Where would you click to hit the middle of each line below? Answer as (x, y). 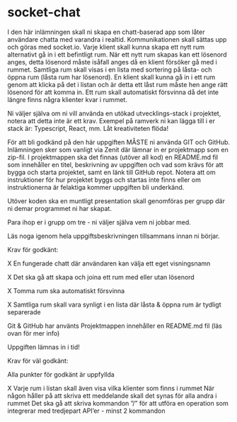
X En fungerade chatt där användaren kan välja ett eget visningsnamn (109, 263)
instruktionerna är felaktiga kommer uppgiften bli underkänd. (96, 187)
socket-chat (44, 12)
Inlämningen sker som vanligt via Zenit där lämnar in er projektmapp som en (118, 149)
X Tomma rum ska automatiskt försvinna (66, 290)
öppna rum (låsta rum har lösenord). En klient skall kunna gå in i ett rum (111, 77)
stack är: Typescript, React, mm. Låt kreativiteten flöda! (88, 128)
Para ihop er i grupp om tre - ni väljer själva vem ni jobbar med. (99, 222)
